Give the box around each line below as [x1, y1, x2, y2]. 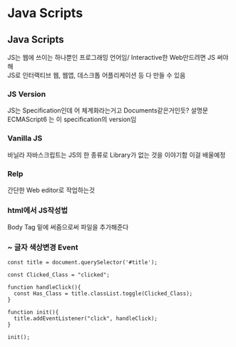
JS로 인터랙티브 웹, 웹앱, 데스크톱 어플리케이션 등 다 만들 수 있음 [7, 71, 186, 79]
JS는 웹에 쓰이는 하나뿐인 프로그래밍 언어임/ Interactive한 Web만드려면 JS [7, 53, 216, 61]
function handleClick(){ [7, 284, 81, 291]
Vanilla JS [7, 133, 43, 143]
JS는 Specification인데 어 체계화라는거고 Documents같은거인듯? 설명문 [7, 106, 209, 115]
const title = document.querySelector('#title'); [7, 259, 158, 266]
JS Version [7, 89, 46, 99]
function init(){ [7, 309, 59, 316]
